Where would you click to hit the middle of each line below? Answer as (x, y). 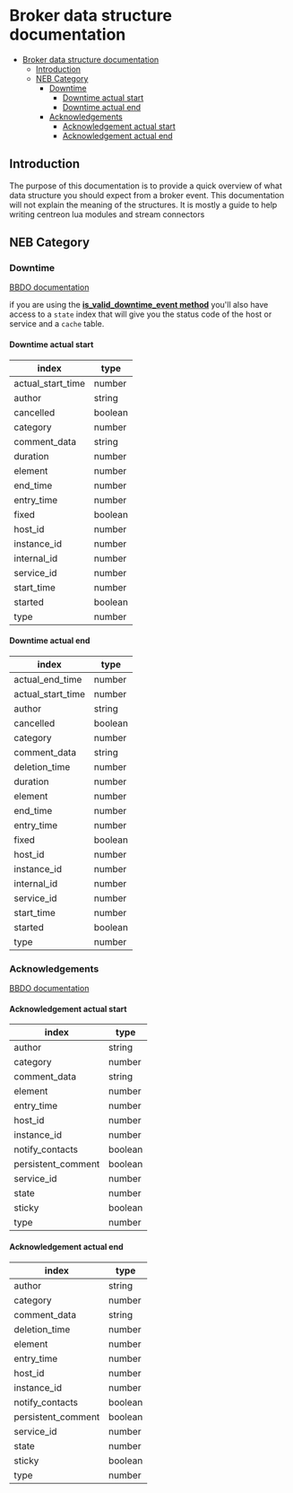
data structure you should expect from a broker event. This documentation (147, 195)
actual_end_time (48, 679)
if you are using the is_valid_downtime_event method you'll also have (139, 305)
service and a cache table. (57, 324)
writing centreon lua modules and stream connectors (107, 214)
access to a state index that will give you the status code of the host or (141, 314)
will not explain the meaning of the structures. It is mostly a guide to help (143, 205)
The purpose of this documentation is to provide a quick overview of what (146, 186)
